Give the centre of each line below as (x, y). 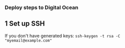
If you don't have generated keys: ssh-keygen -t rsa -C (62, 35)
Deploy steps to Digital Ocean (42, 7)
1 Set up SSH (25, 24)
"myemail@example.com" (28, 40)
